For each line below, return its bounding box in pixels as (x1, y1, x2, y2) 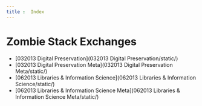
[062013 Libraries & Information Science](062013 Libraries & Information (15, 73, 197, 81)
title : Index (6, 8, 45, 15)
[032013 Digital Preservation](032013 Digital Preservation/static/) (15, 55, 178, 62)
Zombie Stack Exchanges (6, 34, 137, 48)
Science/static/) (15, 80, 55, 87)
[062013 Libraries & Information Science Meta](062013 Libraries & (15, 87, 180, 94)
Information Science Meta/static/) (15, 93, 99, 100)
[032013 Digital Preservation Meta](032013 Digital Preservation (15, 61, 174, 68)
